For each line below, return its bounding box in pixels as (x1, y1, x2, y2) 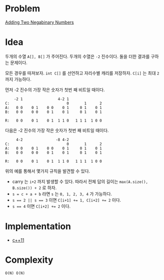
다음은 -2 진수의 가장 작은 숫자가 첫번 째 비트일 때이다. (5, 127, 109, 133)
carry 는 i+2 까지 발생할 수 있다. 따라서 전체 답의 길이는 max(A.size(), (12, 178, 148, 184)
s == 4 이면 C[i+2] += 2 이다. (12, 203, 71, 209)
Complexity (5, 254, 54, 265)
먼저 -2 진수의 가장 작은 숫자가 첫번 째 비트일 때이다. (5, 87, 105, 93)
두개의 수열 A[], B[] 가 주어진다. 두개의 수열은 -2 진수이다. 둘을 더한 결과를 (5, 53, 150, 59)
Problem (5, 3, 40, 14)
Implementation (5, 221, 71, 232)
